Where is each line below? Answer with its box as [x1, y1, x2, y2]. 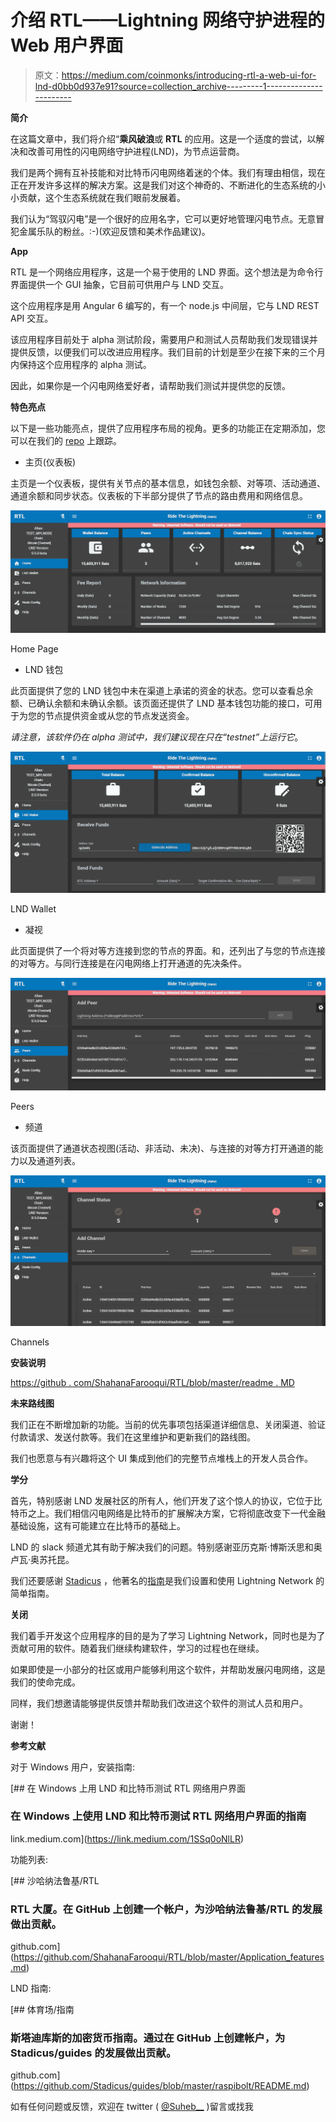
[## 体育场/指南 [10, 2004, 75, 2016]
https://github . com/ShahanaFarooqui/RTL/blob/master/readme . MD [10, 1376, 295, 1388]
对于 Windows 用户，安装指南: [10, 1761, 135, 1773]
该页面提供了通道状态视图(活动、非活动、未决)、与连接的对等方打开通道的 [10, 1142, 315, 1154]
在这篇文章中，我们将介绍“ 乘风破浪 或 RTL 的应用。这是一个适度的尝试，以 [10, 132, 317, 145]
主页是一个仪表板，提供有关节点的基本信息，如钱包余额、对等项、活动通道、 [10, 477, 326, 489]
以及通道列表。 [18, 1154, 81, 1166]
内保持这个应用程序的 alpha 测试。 [10, 358, 152, 370]
